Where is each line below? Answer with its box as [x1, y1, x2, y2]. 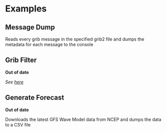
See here [5, 78, 24, 85]
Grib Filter [5, 56, 37, 64]
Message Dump [5, 23, 55, 31]
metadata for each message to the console [5, 41, 94, 47]
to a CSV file [5, 121, 31, 127]
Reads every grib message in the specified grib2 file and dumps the [5, 36, 145, 42]
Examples [5, 3, 47, 14]
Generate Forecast [5, 93, 64, 102]
